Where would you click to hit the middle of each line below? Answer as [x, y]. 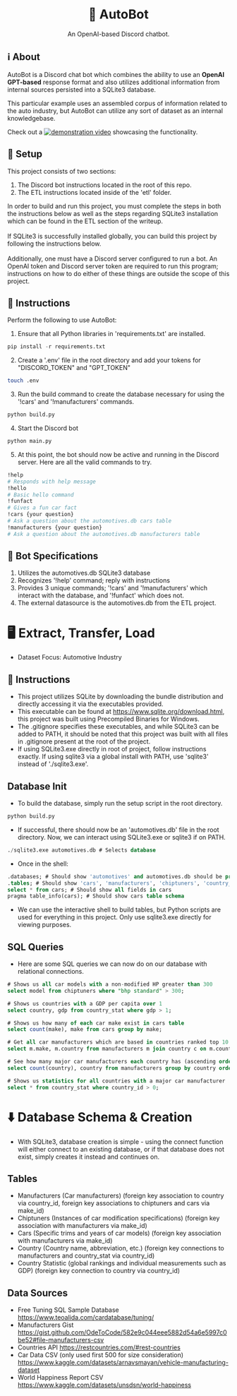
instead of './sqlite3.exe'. [53, 764]
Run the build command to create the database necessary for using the [121, 394]
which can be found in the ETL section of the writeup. [85, 221]
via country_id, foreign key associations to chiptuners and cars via [114, 1203]
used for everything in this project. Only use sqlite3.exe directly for [114, 917]
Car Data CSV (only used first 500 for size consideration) [101, 1355]
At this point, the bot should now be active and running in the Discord [118, 454]
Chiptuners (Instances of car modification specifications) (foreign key [119, 1218]
